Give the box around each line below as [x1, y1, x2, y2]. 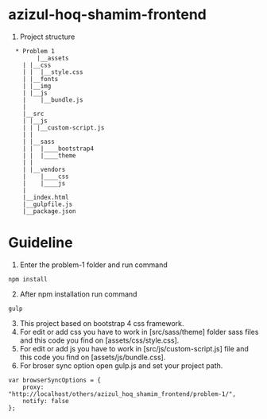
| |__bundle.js [22, 95, 83, 104]
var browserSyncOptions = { [8, 376, 102, 384]
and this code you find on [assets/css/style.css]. [19, 336, 180, 345]
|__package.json [22, 207, 77, 215]
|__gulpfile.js [22, 200, 73, 208]
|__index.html [22, 193, 69, 201]
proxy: [22, 383, 44, 391]
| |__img [22, 82, 52, 90]
